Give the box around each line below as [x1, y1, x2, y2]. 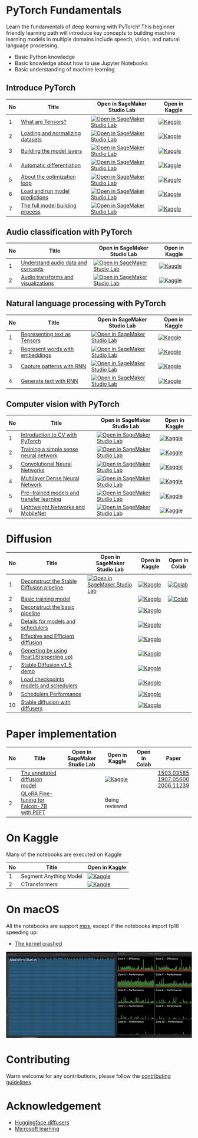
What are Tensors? [21, 119, 67, 125]
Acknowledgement [6, 1100, 101, 1113]
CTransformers [21, 880, 58, 888]
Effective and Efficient [21, 632, 75, 639]
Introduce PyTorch [6, 83, 75, 93]
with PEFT [21, 809, 46, 816]
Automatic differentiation [21, 162, 81, 169]
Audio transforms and [21, 274, 74, 281]
